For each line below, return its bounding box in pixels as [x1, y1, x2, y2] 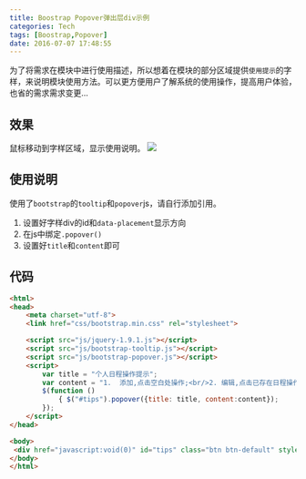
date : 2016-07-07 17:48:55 [9, 38, 112, 48]
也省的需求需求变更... [9, 87, 89, 98]
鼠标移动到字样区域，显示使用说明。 [9, 143, 146, 154]
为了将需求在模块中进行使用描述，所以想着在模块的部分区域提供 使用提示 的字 [9, 65, 292, 76]
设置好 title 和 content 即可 [22, 239, 120, 250]
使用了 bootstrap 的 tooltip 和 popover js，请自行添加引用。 [9, 198, 221, 209]
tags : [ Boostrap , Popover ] [9, 30, 107, 39]
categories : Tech [9, 22, 76, 31]
